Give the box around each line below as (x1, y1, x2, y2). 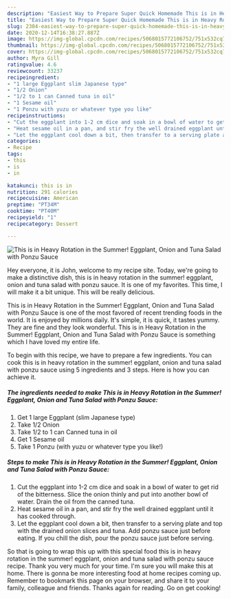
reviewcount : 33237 (7, 67, 63, 74)
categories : (7, 138, 41, 145)
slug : (7, 23, 23, 30)
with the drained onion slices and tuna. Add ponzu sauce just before (16, 526, 211, 534)
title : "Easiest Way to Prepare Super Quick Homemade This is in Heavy (7, 16, 217, 23)
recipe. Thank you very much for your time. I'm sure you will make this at (7, 561, 213, 570)
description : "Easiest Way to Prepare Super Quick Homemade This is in (7, 10, 217, 17)
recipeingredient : (7, 74, 60, 81)
